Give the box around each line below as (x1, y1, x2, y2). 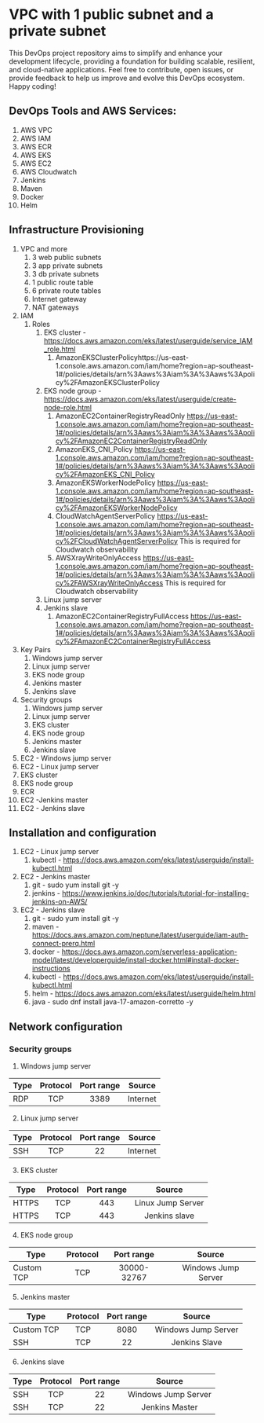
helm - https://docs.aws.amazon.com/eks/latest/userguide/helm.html (31, 988, 256, 999)
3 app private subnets (31, 261, 103, 270)
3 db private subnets (31, 269, 99, 278)
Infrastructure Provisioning (9, 223, 144, 237)
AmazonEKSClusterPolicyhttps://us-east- (55, 352, 189, 362)
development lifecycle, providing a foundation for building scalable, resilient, (9, 57, 255, 66)
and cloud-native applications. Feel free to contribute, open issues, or (9, 64, 234, 74)
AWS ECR (20, 141, 52, 151)
